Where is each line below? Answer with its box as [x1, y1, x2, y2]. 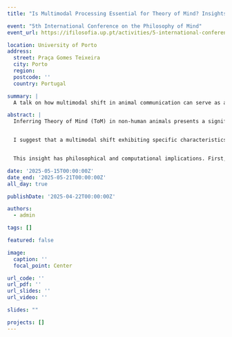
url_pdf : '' [7, 281, 41, 288]
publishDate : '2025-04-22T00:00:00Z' [7, 193, 116, 200]
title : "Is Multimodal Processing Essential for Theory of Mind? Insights [7, 10, 227, 17]
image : [7, 249, 26, 256]
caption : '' [13, 255, 48, 263]
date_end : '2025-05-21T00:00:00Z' [7, 174, 107, 181]
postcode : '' [13, 73, 51, 80]
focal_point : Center [13, 262, 72, 269]
